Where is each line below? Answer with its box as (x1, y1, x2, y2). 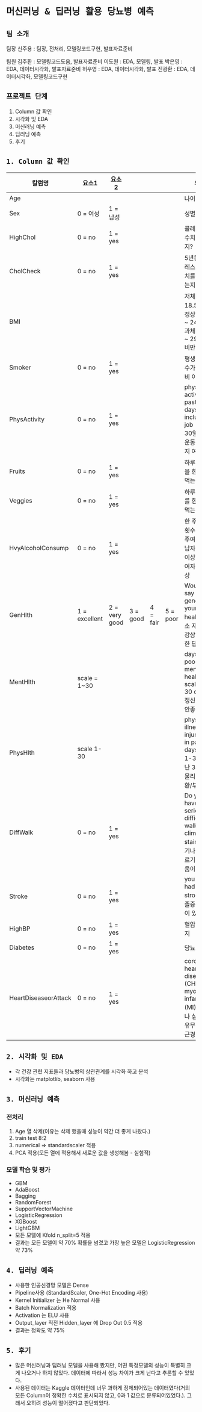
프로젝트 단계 (6, 92, 48, 101)
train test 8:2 (14, 1135, 47, 1142)
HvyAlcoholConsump (9, 543, 69, 552)
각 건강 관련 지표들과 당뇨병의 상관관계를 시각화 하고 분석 (14, 1068, 148, 1075)
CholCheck (9, 267, 41, 275)
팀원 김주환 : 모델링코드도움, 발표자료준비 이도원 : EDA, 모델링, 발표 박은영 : (6, 58, 183, 65)
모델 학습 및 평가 (6, 1166, 50, 1174)
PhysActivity (9, 415, 45, 423)
